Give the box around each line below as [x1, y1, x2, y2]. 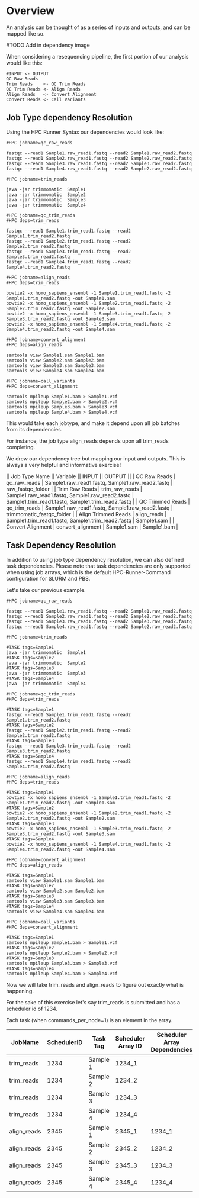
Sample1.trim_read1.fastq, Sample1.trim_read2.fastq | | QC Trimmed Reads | [6, 498, 190, 505]
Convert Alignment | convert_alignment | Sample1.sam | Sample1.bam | [6, 523, 178, 530]
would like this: [6, 59, 43, 66]
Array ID [118, 1042, 142, 1050]
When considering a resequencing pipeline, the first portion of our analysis [6, 53, 189, 60]
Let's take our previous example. [6, 586, 86, 593]
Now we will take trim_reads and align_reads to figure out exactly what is [6, 981, 184, 988]
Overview [6, 4, 55, 18]
